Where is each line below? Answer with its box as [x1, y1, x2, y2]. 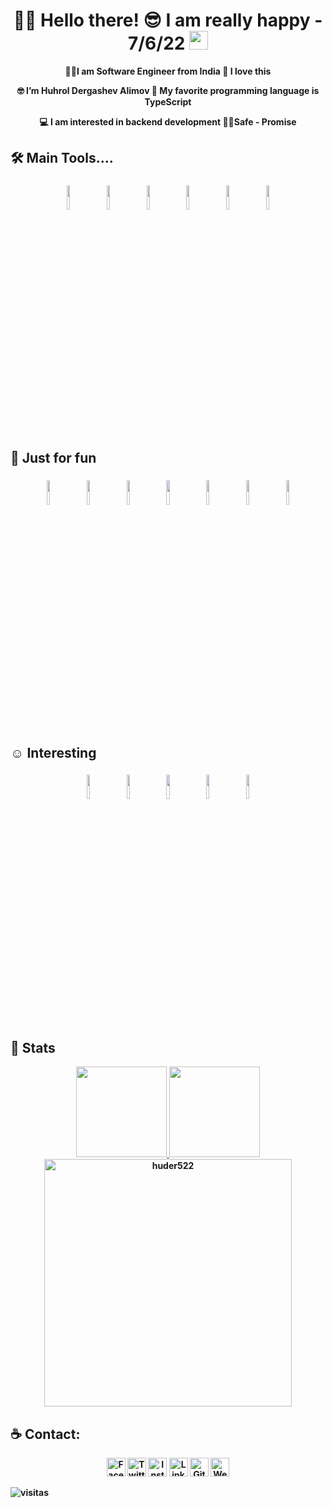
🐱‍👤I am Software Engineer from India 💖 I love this [64, 65, 272, 77]
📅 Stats [10, 1039, 56, 1056]
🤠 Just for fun [10, 450, 97, 467]
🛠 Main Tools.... [10, 150, 114, 167]
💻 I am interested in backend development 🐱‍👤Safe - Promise [39, 115, 297, 128]
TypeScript [144, 95, 192, 108]
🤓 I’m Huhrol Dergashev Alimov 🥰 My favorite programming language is [16, 84, 320, 96]
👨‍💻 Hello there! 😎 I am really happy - [13, 9, 323, 32]
